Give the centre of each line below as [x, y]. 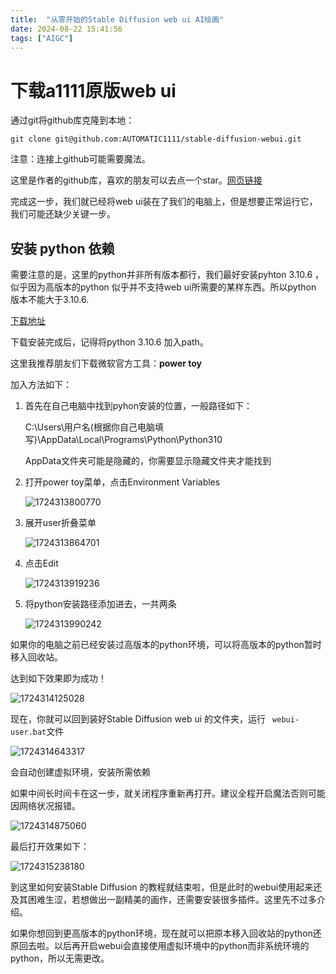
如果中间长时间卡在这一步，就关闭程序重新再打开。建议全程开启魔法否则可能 [168, 793]
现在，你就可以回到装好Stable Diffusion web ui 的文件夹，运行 [138, 719]
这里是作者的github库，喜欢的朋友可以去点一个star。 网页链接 [136, 180]
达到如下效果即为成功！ [58, 678]
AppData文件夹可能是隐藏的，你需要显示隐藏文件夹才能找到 [148, 461]
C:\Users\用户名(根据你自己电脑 [89, 427]
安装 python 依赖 [62, 248]
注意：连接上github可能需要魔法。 [80, 159]
